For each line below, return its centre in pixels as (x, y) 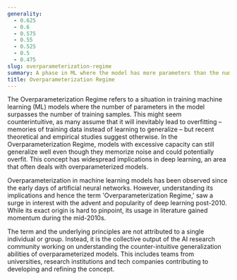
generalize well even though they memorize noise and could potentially (111, 152)
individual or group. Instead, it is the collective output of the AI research (111, 239)
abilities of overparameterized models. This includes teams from (101, 254)
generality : (25, 14)
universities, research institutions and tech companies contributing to (108, 262)
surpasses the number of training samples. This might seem (95, 114)
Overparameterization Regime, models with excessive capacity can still (111, 145)
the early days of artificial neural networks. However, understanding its (110, 188)
